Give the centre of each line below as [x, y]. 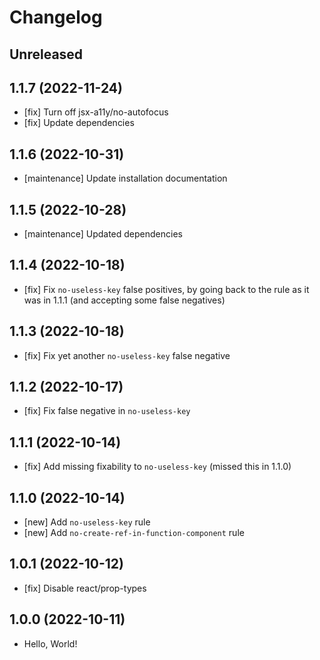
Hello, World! [50, 643]
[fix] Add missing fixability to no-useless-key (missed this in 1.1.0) [157, 467]
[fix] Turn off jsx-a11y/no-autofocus [96, 112]
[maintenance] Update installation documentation [125, 178]
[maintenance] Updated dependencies [103, 234]
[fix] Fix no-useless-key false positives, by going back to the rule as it [166, 289]
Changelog [56, 17]
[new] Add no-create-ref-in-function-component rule [134, 533]
